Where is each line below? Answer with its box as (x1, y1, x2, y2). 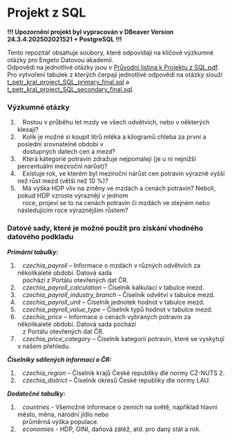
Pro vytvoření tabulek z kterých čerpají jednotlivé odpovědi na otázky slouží (7, 70, 223, 79)
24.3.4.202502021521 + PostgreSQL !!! (7, 35, 122, 43)
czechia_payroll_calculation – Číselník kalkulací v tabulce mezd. (22, 283, 204, 291)
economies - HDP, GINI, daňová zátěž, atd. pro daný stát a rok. (22, 425, 202, 433)
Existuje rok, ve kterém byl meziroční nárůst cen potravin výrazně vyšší (22, 169, 225, 178)
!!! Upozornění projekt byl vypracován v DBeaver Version (7, 28, 174, 36)
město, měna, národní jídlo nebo (17, 410, 109, 419)
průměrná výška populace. (22, 417, 99, 425)
